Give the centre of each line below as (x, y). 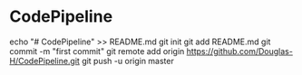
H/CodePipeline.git (44, 61)
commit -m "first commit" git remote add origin (97, 51)
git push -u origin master (127, 61)
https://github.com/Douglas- (239, 51)
